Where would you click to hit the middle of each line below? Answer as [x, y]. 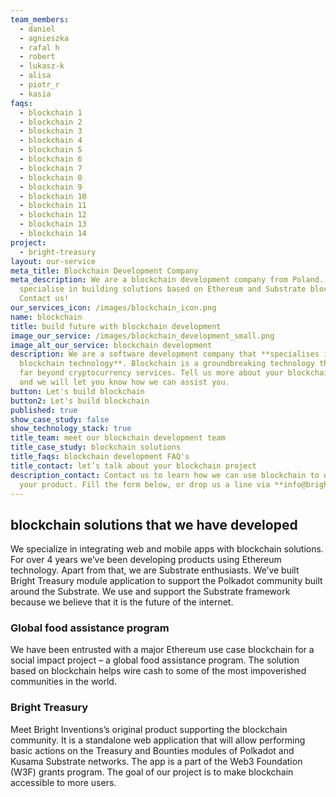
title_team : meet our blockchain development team [118, 438]
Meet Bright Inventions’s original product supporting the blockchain [149, 729]
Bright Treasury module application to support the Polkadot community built [166, 581]
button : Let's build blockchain [77, 391]
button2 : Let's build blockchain [80, 401]
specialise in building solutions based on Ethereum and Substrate [163, 289]
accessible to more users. [63, 782]
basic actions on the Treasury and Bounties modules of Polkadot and [152, 750]
